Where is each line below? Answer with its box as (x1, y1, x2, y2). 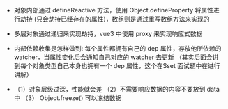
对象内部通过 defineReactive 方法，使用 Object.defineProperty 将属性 (13, 6, 214, 14)
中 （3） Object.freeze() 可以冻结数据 (13, 94, 122, 102)
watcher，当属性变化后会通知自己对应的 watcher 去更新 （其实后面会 (13, 53, 213, 61)
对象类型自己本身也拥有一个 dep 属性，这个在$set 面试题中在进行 (32, 62, 221, 69)
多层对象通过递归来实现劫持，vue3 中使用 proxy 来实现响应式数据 (13, 30, 203, 37)
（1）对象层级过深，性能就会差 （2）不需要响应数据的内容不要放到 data (13, 85, 220, 93)
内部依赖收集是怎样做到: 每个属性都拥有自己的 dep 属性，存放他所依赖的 (13, 44, 222, 52)
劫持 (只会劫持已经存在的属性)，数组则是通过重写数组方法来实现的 (20, 15, 210, 23)
